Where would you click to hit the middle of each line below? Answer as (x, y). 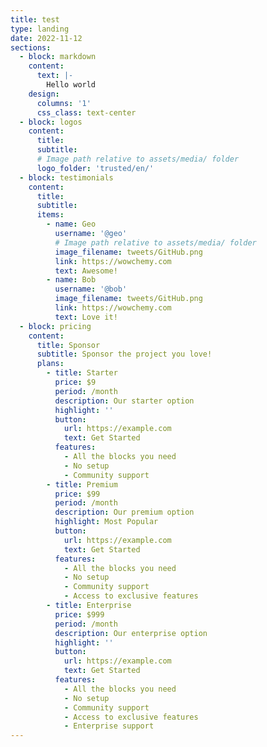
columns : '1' (64, 103)
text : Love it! (86, 317)
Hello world (71, 85)
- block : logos (51, 122)
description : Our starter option (124, 401)
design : (44, 94)
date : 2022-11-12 (46, 38)
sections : (31, 47)
